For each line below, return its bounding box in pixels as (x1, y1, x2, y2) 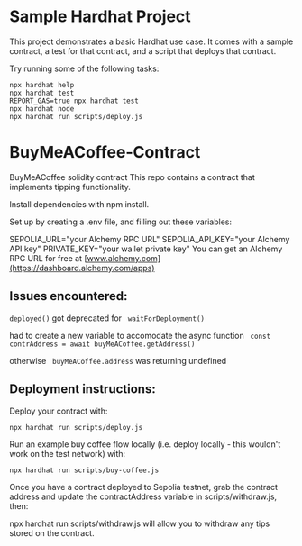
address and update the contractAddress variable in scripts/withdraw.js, (9, 491, 278, 502)
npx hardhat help (9, 80, 75, 89)
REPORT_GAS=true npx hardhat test (9, 96, 140, 105)
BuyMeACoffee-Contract (9, 142, 201, 163)
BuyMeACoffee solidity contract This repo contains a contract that (9, 171, 255, 182)
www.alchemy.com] (87, 252, 160, 263)
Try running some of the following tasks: (9, 63, 160, 74)
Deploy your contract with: (9, 405, 108, 416)
